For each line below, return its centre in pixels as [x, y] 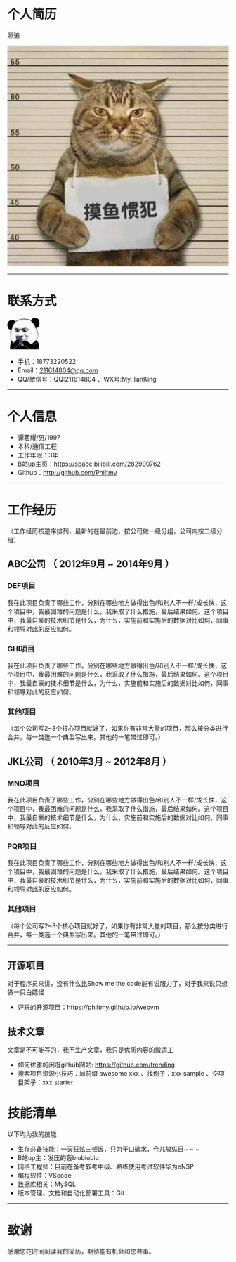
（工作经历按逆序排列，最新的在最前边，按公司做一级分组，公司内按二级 [112, 531]
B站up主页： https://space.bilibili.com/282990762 [89, 464]
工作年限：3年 [38, 455]
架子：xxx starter [48, 1082]
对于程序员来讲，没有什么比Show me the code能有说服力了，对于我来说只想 [118, 984]
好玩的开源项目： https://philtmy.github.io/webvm [88, 1007]
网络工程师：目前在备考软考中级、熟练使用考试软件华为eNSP [106, 1166]
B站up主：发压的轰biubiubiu [58, 1158]
